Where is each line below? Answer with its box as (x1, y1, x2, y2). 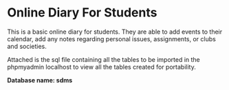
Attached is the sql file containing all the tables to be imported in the (7, 55, 201, 63)
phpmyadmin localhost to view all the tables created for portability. (7, 63, 196, 71)
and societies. (7, 42, 47, 50)
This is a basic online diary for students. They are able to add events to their (7, 27, 223, 36)
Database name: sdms (7, 76, 73, 84)
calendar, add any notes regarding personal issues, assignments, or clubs (7, 34, 217, 43)
